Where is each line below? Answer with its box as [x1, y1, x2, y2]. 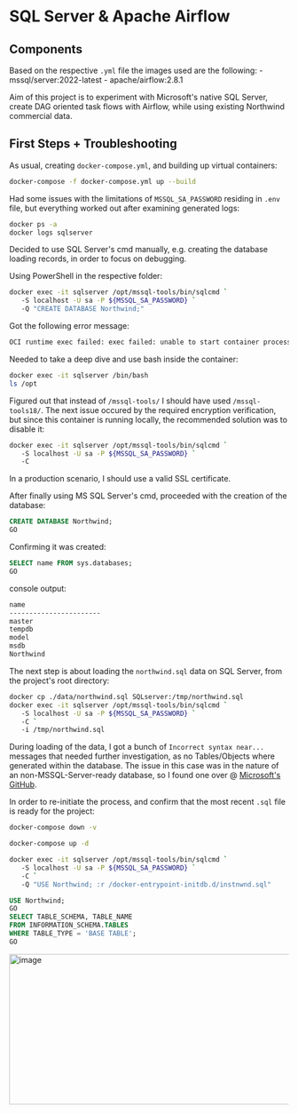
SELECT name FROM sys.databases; [9, 559, 133, 568]
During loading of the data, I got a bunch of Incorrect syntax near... [9, 742, 264, 752]
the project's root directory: [9, 675, 110, 686]
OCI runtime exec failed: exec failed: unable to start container [9, 338, 260, 347]
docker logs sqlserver [9, 228, 93, 237]
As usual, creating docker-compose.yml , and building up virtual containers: [9, 160, 278, 171]
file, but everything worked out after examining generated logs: [9, 203, 240, 213]
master [9, 617, 34, 625]
